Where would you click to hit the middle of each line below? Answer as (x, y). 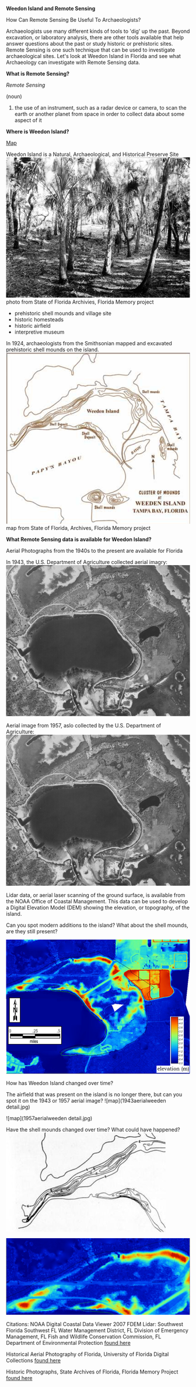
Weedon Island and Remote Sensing (51, 9)
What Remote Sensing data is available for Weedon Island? (79, 539)
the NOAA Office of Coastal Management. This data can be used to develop (97, 901)
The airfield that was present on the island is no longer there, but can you (94, 1094)
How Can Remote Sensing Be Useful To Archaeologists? (73, 20)
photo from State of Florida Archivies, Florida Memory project (80, 302)
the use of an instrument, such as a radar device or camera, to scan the (100, 108)
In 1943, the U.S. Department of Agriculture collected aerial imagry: (87, 562)
